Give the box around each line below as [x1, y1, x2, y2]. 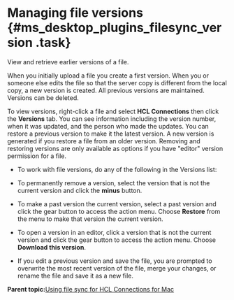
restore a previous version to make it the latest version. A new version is [7, 129, 214, 138]
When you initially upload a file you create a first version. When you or [7, 71, 210, 80]
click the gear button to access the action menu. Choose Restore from [17, 207, 221, 215]
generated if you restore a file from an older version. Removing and [7, 136, 200, 145]
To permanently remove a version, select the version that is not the [17, 178, 210, 187]
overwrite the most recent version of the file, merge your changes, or [17, 264, 217, 272]
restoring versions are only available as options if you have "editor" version [7, 144, 224, 152]
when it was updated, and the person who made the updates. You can [7, 122, 210, 130]
